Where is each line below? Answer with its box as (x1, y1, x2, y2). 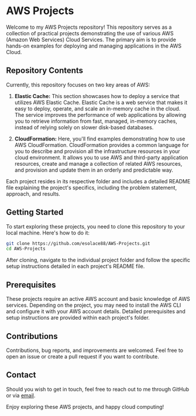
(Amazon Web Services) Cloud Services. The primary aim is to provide (6, 36, 177, 43)
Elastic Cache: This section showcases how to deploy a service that (14, 92, 180, 99)
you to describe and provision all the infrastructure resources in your (14, 147, 180, 155)
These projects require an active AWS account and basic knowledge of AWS (6, 296, 190, 303)
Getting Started (6, 207, 64, 217)
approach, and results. (6, 190, 60, 197)
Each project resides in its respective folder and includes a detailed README (6, 177, 191, 184)
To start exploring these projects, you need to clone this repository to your (6, 223, 185, 230)
